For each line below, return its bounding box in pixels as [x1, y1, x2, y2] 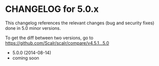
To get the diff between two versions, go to [5, 35, 93, 41]
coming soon [12, 55, 40, 61]
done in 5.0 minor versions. [5, 25, 61, 31]
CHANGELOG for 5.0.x [5, 3, 99, 15]
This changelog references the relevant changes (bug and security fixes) [5, 20, 155, 26]
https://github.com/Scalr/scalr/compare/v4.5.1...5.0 [5, 40, 109, 46]
